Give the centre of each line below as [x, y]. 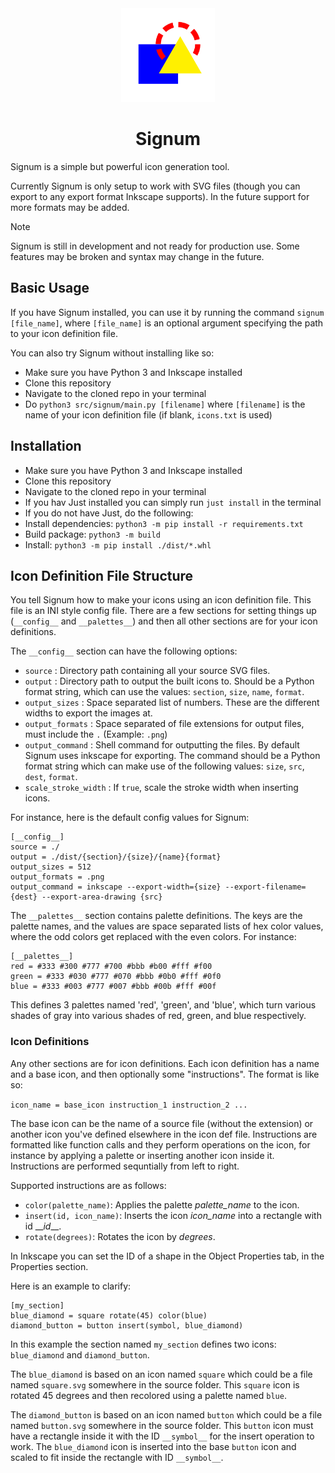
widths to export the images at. [88, 713]
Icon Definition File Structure [102, 575]
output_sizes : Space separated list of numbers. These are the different [172, 703]
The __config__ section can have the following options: [124, 651]
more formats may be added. [70, 207]
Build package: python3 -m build [92, 534]
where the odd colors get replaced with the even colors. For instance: [153, 937]
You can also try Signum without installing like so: [112, 353]
